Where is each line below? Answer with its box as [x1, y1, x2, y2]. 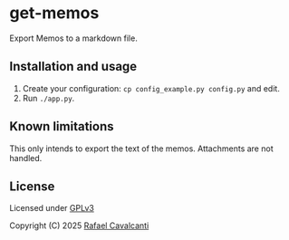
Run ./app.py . [22, 92, 75, 103]
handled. [9, 152, 43, 163]
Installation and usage [9, 59, 138, 74]
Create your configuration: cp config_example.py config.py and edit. [22, 82, 281, 93]
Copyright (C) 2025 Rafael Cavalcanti [9, 220, 149, 231]
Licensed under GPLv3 [9, 203, 95, 214]
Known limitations [9, 119, 114, 134]
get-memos [9, 3, 100, 24]
